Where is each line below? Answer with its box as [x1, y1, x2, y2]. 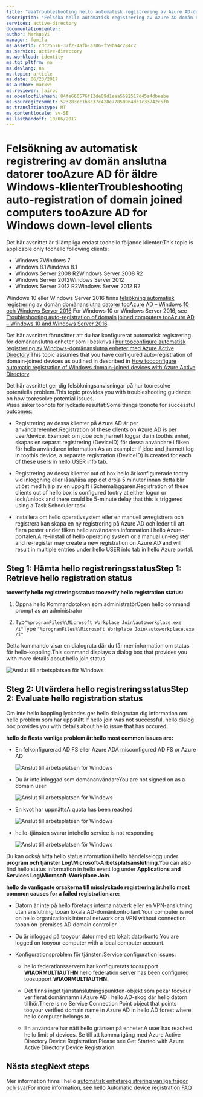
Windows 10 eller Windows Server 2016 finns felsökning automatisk [6, 295, 175, 302]
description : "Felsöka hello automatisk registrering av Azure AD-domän [6, 15, 193, 21]
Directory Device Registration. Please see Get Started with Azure [24, 1037, 184, 1044]
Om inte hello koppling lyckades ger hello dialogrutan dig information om [6, 709, 187, 717]
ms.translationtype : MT [6, 104, 66, 111]
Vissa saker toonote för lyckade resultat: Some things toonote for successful [6, 402, 195, 409]
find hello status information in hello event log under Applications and [6, 865, 181, 873]
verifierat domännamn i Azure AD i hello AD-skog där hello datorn [24, 993, 188, 1001]
